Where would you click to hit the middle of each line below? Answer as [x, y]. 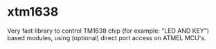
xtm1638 [33, 12]
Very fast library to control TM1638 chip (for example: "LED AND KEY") [108, 31]
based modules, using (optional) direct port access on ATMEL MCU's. [107, 37]
